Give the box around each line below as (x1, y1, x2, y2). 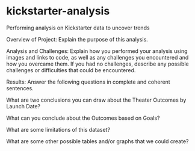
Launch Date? (6, 102, 41, 109)
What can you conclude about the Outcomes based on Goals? (6, 114, 161, 122)
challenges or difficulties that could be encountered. (6, 66, 136, 73)
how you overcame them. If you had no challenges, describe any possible (6, 60, 189, 67)
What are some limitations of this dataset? (6, 126, 110, 133)
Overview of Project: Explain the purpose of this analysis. (6, 35, 149, 43)
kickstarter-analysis (6, 4, 110, 18)
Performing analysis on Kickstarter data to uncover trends (6, 24, 150, 31)
